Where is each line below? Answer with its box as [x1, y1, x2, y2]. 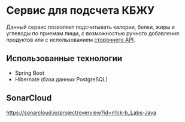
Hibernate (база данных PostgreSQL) [14, 75, 108, 83]
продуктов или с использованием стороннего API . [6, 36, 136, 43]
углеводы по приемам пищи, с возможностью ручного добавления [6, 29, 180, 36]
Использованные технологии [6, 53, 123, 63]
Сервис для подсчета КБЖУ [6, 4, 155, 17]
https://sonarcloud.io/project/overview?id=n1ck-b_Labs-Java [6, 109, 157, 116]
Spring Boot [14, 69, 45, 77]
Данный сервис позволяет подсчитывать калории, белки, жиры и [6, 23, 175, 30]
